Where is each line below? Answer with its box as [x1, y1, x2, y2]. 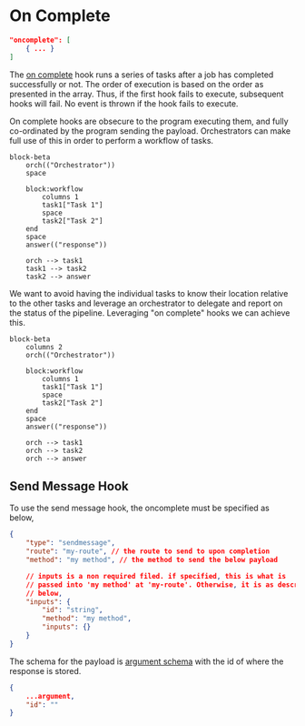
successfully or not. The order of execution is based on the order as [9, 78, 264, 89]
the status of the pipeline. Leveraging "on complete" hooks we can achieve [9, 307, 290, 318]
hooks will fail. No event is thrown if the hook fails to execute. [9, 97, 239, 109]
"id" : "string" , [42, 606, 103, 615]
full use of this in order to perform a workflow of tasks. [9, 135, 214, 146]
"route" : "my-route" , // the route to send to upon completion [25, 547, 271, 556]
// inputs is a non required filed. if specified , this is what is [25, 571, 287, 580]
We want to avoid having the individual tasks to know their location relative [9, 287, 289, 298]
